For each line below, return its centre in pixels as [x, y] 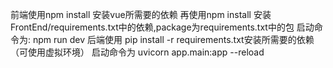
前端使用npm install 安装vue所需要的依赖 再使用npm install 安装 [141, 14]
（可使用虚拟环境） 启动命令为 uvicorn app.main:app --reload [137, 52]
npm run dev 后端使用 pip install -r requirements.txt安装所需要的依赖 [173, 39]
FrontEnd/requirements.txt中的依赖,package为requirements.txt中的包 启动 [162, 27]
